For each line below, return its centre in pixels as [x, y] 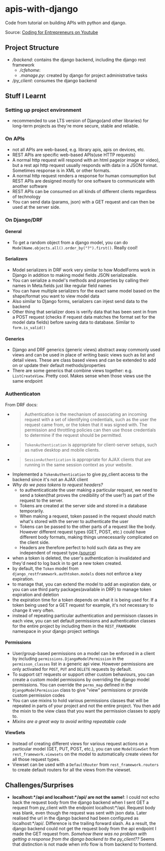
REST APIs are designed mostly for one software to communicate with [83, 181]
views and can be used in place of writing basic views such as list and [83, 355]
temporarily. [32, 511]
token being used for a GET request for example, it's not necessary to [83, 605]
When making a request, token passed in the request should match [88, 516]
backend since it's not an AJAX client [50, 479]
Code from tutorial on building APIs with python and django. [66, 23]
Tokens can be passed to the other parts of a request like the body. [88, 526]
